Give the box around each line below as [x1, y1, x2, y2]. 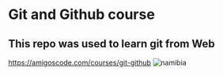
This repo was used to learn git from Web [8, 37, 215, 51]
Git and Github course [8, 6, 156, 24]
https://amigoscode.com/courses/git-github [8, 58, 152, 67]
